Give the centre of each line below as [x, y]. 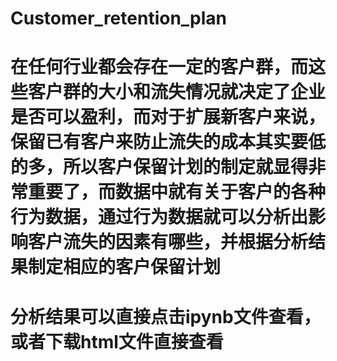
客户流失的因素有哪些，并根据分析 [168, 242]
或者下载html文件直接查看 [117, 341]
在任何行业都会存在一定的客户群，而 [159, 67]
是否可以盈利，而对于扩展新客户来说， [168, 117]
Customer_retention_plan [119, 18]
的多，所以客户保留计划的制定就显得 [159, 167]
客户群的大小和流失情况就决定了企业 [177, 92]
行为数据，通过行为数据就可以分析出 [159, 217]
